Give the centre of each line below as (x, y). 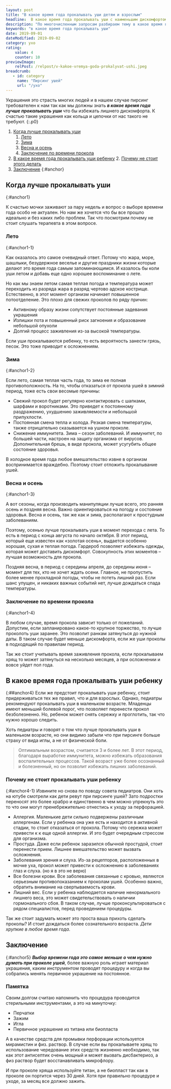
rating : (14, 48)
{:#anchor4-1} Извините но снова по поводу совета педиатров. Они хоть (85, 790)
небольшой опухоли (35, 325)
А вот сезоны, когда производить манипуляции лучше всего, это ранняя (85, 504)
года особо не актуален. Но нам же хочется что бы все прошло (75, 212)
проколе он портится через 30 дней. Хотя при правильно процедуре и (82, 1076)
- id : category (28, 76)
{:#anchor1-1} (20, 247)
